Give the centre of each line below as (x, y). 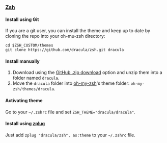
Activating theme (24, 100)
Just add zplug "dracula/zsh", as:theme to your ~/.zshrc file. (71, 135)
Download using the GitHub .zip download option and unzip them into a (87, 73)
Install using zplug (25, 124)
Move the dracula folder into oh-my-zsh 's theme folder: (71, 83)
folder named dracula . (36, 78)
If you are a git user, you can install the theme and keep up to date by (78, 31)
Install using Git (22, 19)
